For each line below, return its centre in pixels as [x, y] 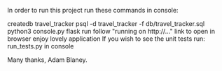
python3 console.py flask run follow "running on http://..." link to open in [111, 31]
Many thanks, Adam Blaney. [47, 60]
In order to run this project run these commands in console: [93, 10]
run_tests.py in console [41, 46]
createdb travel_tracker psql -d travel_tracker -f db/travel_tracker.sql [106, 24]
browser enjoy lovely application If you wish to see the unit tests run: [106, 39]
